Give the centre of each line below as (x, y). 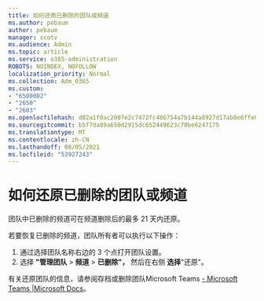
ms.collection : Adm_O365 (49, 81)
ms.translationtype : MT (47, 132)
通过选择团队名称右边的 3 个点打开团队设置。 (93, 252)
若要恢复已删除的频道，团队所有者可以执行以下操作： (94, 236)
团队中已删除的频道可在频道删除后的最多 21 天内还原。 (96, 219)
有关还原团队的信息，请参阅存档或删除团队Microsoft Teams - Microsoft (123, 279)
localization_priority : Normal (59, 74)
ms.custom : (26, 88)
